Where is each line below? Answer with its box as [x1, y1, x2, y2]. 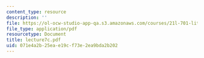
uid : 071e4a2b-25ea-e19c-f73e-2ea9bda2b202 [6, 43, 118, 49]
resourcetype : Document [6, 31, 67, 37]
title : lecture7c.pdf [6, 37, 61, 43]
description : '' [6, 14, 47, 21]
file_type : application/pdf [6, 25, 78, 32]
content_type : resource [6, 8, 67, 15]
